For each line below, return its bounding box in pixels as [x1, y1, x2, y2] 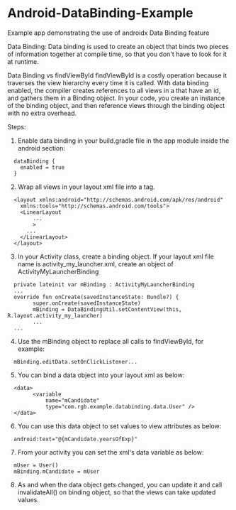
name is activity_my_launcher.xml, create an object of [17, 259, 174, 268]
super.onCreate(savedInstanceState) [33, 300, 141, 307]
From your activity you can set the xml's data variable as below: [17, 447, 204, 456]
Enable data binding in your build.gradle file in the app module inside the [17, 136, 230, 145]
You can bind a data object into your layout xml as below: [17, 371, 185, 379]
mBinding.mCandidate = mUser [13, 467, 100, 475]
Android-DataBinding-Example [7, 5, 193, 21]
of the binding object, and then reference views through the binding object [7, 101, 225, 109]
